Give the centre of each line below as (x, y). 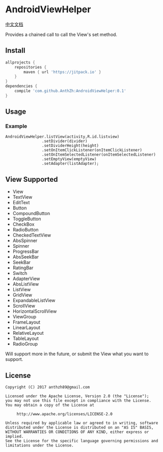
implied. (15, 437)
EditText (21, 203)
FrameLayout (26, 322)
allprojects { (20, 62)
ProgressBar (26, 251)
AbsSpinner (25, 241)
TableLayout (26, 338)
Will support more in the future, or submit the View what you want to (77, 354)
